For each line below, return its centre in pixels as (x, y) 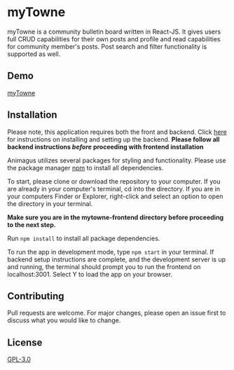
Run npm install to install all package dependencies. (84, 238)
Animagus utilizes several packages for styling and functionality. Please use (117, 160)
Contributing (36, 296)
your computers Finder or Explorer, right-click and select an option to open (115, 196)
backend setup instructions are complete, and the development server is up (117, 259)
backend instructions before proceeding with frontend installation (105, 146)
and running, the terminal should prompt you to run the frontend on (104, 266)
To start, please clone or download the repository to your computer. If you (114, 181)
